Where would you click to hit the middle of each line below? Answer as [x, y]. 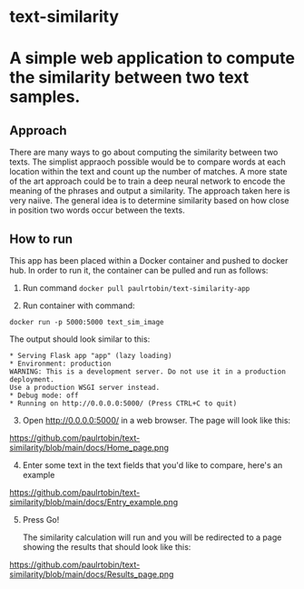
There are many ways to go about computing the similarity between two [144, 153]
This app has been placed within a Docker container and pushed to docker [149, 260]
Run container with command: [78, 305]
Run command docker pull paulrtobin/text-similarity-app [136, 288]
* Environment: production [60, 364]
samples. [45, 97]
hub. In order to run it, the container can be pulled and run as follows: [139, 270]
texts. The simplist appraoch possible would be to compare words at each [147, 162]
